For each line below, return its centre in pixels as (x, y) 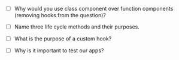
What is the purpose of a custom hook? (63, 39)
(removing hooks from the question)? (60, 15)
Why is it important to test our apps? (59, 50)
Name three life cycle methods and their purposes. (77, 27)
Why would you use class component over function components (94, 9)
